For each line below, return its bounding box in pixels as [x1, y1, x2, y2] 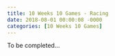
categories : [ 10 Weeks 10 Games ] [7, 23, 103, 29]
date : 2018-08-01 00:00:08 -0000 [7, 16, 103, 23]
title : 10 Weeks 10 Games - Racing [7, 10, 109, 17]
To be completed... [7, 42, 60, 50]
